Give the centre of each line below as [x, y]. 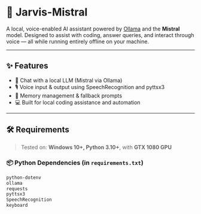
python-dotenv [24, 178]
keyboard [17, 206]
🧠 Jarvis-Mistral [47, 12]
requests [17, 189]
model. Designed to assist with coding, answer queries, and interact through [100, 35]
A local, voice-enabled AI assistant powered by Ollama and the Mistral [93, 29]
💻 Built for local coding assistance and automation [77, 102]
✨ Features [27, 66]
